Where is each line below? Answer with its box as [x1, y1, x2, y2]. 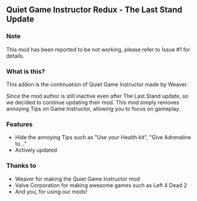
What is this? [6, 67, 45, 76]
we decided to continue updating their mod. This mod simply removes [6, 98, 180, 106]
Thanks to [6, 161, 37, 170]
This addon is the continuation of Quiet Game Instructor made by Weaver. [6, 80, 188, 88]
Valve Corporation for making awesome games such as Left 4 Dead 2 [14, 181, 187, 188]
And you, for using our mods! [14, 188, 88, 195]
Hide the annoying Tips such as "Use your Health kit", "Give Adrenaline [14, 134, 191, 141]
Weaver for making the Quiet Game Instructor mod [14, 175, 140, 182]
